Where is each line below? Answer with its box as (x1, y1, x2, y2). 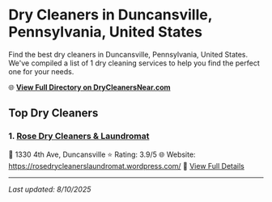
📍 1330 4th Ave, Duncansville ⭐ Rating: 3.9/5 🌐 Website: (8, 149, 196, 159)
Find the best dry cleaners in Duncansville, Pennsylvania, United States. (8, 49, 249, 59)
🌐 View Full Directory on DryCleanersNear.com (8, 82, 172, 92)
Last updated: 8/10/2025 (8, 184, 91, 194)
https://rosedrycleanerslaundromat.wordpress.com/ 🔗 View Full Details (8, 161, 245, 170)
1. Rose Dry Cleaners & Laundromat (8, 131, 150, 142)
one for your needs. (8, 66, 74, 76)
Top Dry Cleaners (8, 107, 99, 120)
